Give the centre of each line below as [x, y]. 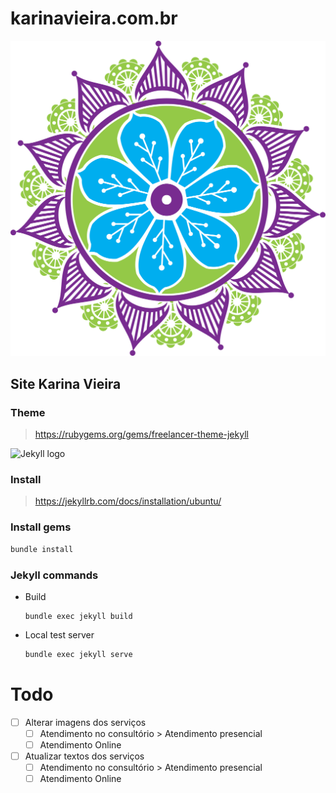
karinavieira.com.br [94, 18]
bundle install [42, 549]
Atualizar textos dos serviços [84, 756]
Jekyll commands [54, 575]
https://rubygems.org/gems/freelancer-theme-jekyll [141, 434]
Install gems [41, 527]
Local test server [59, 634]
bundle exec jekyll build [78, 616]
